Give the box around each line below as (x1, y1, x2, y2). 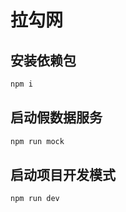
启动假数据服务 (10, 109, 103, 126)
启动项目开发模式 (10, 166, 116, 183)
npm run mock (10, 136, 65, 146)
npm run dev (10, 194, 60, 204)
